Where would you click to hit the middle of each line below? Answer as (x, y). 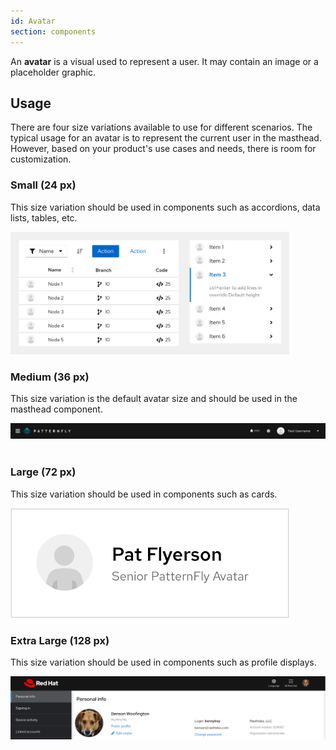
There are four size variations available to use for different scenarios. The (161, 127)
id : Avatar (33, 21)
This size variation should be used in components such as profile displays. (163, 662)
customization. (41, 159)
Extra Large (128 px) (60, 640)
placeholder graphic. (53, 72)
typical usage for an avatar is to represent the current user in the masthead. (166, 138)
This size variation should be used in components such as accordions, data (165, 207)
